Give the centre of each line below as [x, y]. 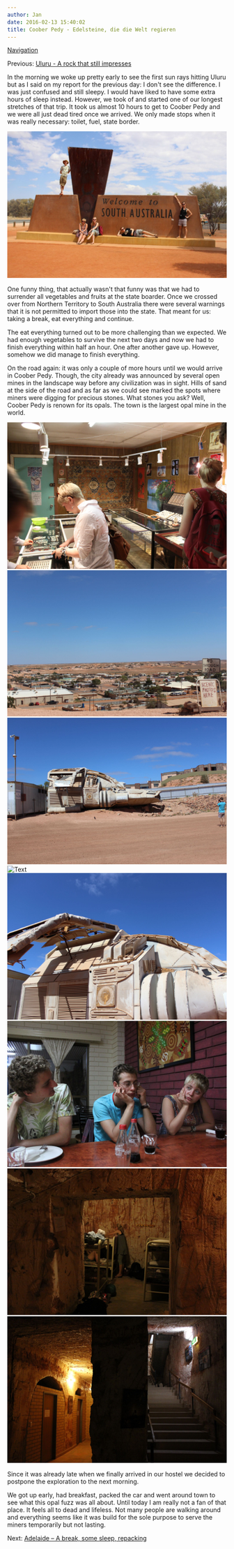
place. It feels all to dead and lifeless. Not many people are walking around [114, 1510]
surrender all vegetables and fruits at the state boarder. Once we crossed [112, 297]
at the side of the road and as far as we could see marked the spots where [114, 390]
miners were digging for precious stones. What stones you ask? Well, [106, 398]
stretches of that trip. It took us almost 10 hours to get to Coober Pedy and [114, 107]
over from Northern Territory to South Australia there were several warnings [116, 304]
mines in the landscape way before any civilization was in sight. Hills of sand [117, 383]
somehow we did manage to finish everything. [73, 355]
